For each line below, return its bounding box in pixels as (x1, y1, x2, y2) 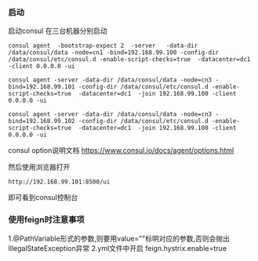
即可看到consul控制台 (8, 193, 78, 202)
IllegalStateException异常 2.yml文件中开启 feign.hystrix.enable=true (8, 243, 227, 252)
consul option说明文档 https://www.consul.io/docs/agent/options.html (8, 146, 234, 155)
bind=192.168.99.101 (8, 83, 76, 91)
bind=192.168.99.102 (8, 118, 76, 125)
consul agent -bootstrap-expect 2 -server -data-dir (8, 42, 198, 50)
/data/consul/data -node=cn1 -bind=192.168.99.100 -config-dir (8, 49, 220, 56)
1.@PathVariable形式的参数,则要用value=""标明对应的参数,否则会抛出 (8, 234, 230, 243)
